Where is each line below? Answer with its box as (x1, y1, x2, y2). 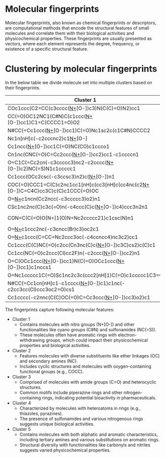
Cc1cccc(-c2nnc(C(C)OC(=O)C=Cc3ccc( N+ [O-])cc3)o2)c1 (7, 294, 151, 301)
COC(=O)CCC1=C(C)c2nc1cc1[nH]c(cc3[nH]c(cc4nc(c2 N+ (7, 181, 150, 188)
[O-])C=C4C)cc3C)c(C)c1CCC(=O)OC (7, 187, 99, 194)
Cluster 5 (12, 426, 31, 432)
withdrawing (19, 337, 45, 343)
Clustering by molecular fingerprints (5, 63, 157, 74)
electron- (117, 332, 137, 338)
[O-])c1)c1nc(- (87, 280, 125, 286)
